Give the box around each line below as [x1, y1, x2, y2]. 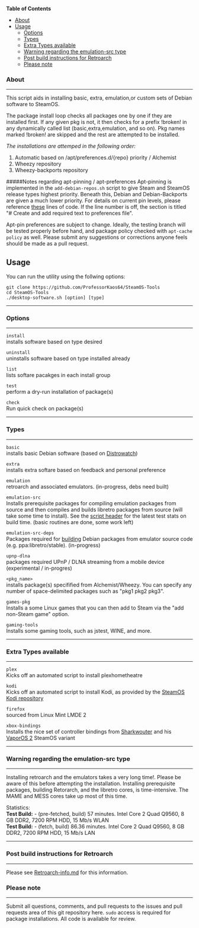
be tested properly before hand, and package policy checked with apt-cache [6, 228, 192, 235]
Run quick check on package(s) [6, 405, 84, 412]
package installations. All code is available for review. [6, 915, 136, 922]
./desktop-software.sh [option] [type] [6, 295, 105, 301]
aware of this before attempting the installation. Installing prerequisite [6, 780, 176, 787]
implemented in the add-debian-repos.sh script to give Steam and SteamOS [6, 184, 190, 192]
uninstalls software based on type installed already [6, 355, 130, 362]
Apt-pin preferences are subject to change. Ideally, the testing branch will [6, 221, 186, 228]
